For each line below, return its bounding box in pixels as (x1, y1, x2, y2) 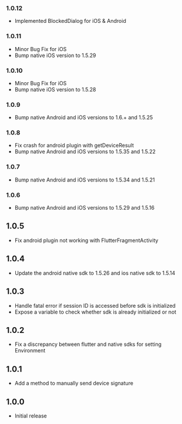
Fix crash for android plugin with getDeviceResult (14, 142, 134, 149)
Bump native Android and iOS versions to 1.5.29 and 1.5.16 (14, 204, 154, 211)
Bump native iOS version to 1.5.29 (14, 52, 96, 59)
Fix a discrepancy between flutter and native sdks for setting (14, 341, 162, 348)
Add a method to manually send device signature (14, 380, 134, 387)
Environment (14, 347, 46, 354)
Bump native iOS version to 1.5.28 (14, 86, 96, 93)
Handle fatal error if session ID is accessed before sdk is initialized (14, 302, 176, 309)
